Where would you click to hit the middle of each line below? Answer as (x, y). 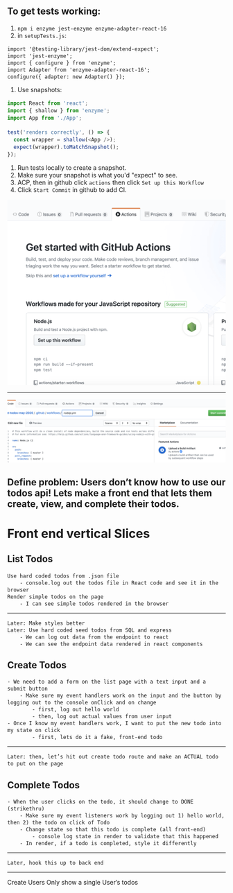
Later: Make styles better (46, 623)
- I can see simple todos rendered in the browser (94, 604)
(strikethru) (26, 809)
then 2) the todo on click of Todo (59, 823)
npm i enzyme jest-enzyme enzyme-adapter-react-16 (92, 28)
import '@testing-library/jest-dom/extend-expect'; (83, 49)
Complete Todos (44, 785)
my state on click (34, 731)
